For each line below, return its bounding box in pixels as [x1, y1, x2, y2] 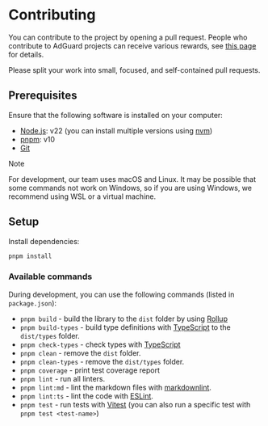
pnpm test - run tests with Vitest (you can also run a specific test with [19, 399, 251, 409]
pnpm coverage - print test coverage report [19, 365, 160, 375]
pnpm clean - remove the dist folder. [19, 348, 141, 357]
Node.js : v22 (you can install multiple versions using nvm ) [19, 125, 213, 135]
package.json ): [8, 297, 57, 308]
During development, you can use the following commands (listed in [8, 289, 235, 299]
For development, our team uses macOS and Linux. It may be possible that [8, 174, 257, 183]
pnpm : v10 [19, 134, 55, 144]
